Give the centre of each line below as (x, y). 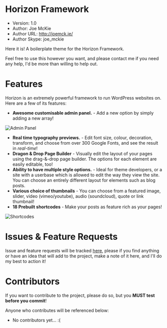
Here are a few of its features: (36, 103)
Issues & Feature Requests (61, 237)
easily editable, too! (32, 164)
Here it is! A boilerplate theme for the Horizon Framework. (65, 49)
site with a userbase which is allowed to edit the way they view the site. (86, 175)
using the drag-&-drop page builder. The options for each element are (84, 159)
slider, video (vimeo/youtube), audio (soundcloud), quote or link (78, 196)
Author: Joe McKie (32, 28)
